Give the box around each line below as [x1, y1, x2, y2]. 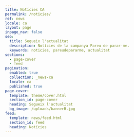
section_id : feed [9, 120, 45, 125]
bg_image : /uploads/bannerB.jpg [9, 106, 76, 112]
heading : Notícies [9, 124, 47, 129]
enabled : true [9, 70, 38, 75]
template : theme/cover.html [9, 93, 67, 98]
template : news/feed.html [9, 115, 62, 120]
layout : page [5, 25, 32, 30]
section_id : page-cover [9, 98, 57, 103]
